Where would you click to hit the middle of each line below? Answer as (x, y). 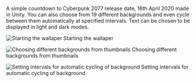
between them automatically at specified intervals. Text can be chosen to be (98, 21)
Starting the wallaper (89, 38)
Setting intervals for (165, 67)
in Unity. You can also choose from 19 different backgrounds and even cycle (98, 15)
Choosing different (154, 49)
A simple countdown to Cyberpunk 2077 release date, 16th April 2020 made (97, 8)
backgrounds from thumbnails (42, 56)
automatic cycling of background (46, 73)
